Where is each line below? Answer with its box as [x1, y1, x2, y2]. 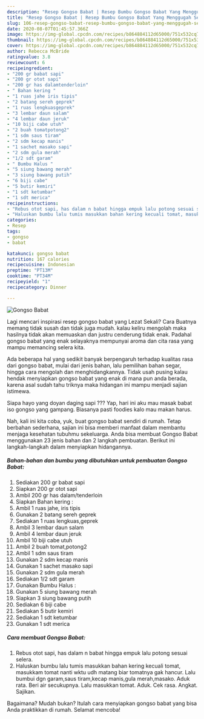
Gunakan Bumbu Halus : [15, 582, 76, 589]
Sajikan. [15, 688, 36, 695]
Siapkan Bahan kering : [15, 497, 73, 505]
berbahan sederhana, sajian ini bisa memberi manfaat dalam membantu [7, 424, 186, 431]
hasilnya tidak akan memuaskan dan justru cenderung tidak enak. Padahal [7, 330, 192, 338]
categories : [7, 217, 37, 223]
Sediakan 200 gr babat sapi [15, 479, 85, 486]
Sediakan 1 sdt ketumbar [15, 614, 77, 621]
